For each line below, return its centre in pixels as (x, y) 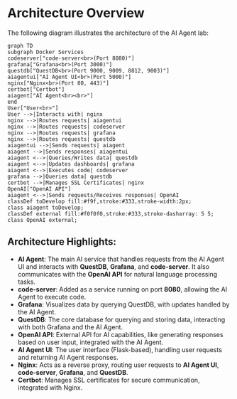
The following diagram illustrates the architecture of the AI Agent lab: (108, 33)
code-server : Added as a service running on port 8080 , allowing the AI (122, 289)
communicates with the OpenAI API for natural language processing (117, 274)
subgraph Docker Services (45, 52)
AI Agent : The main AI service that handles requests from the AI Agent (121, 259)
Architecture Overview (76, 13)
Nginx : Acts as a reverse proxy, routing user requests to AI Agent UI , (118, 365)
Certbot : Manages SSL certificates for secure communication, (109, 380)
